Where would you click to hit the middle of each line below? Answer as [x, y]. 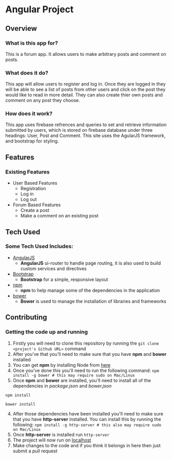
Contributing [26, 317]
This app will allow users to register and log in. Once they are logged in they [85, 84]
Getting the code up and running [47, 332]
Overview [21, 28]
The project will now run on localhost [52, 440]
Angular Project [40, 9]
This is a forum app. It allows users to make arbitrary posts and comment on [86, 54]
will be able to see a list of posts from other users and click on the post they [85, 89]
